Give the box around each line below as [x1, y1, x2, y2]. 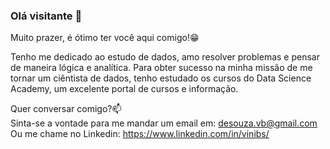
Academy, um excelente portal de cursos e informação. [10, 83, 239, 95]
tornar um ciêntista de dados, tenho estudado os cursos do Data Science [10, 72, 312, 84]
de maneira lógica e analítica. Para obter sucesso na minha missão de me [10, 62, 313, 74]
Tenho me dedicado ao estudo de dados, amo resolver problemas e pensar [10, 51, 320, 63]
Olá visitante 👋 [10, 9, 83, 23]
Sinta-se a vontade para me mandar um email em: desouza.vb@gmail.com [10, 117, 318, 129]
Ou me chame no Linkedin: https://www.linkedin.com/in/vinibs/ [10, 128, 270, 140]
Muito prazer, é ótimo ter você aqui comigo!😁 [10, 32, 200, 44]
